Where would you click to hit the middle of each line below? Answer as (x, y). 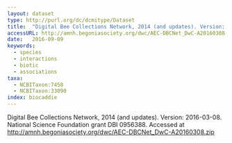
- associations (35, 71)
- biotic (26, 65)
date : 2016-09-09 (35, 40)
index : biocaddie (32, 98)
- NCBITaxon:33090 (40, 91)
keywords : (22, 46)
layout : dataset (31, 14)
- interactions (35, 59)
